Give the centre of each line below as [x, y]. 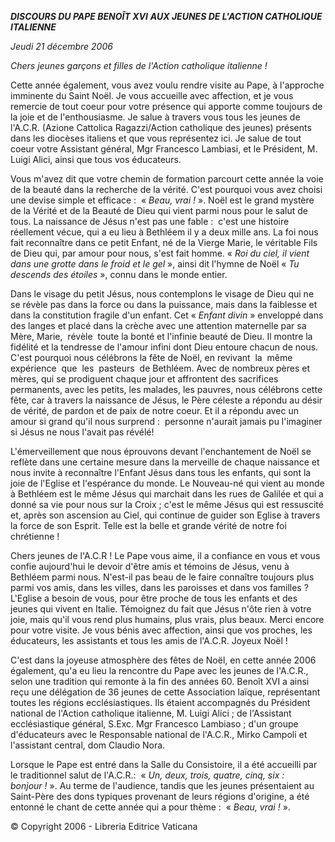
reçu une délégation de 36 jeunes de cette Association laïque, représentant [165, 692]
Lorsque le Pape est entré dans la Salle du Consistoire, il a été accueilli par [164, 764]
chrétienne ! [35, 536]
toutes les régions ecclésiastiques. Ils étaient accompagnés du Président [160, 702]
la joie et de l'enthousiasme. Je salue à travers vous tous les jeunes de [155, 117]
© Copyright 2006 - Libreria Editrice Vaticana [104, 826]
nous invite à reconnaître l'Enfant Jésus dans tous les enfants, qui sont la [161, 472]
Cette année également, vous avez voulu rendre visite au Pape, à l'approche [167, 85]
